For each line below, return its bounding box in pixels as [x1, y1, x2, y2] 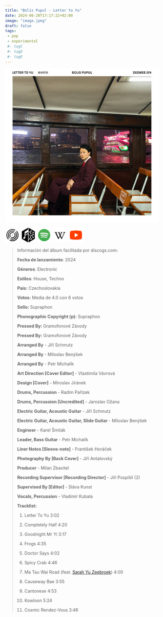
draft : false [5, 23, 32, 28]
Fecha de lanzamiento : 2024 [17, 256, 76, 262]
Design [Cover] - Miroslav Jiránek [17, 380, 86, 385]
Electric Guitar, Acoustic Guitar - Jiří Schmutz [17, 408, 111, 414]
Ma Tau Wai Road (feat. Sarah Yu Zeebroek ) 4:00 [24, 569, 123, 575]
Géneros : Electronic [17, 266, 58, 272]
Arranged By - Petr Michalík [17, 361, 74, 366]
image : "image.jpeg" [5, 18, 47, 23]
